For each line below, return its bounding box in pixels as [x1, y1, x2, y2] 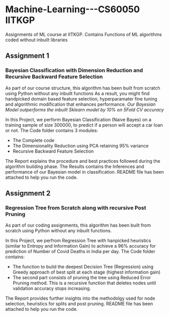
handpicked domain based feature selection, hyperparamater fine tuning [5, 95, 158, 102]
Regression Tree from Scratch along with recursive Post [5, 204, 147, 211]
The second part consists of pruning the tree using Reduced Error [12, 275, 151, 281]
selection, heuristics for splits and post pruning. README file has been [5, 301, 153, 307]
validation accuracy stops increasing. [12, 285, 91, 291]
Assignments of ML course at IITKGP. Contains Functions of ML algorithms [5, 31, 162, 37]
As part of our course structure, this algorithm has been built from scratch [5, 85, 160, 91]
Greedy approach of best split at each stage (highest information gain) [12, 269, 161, 275]
